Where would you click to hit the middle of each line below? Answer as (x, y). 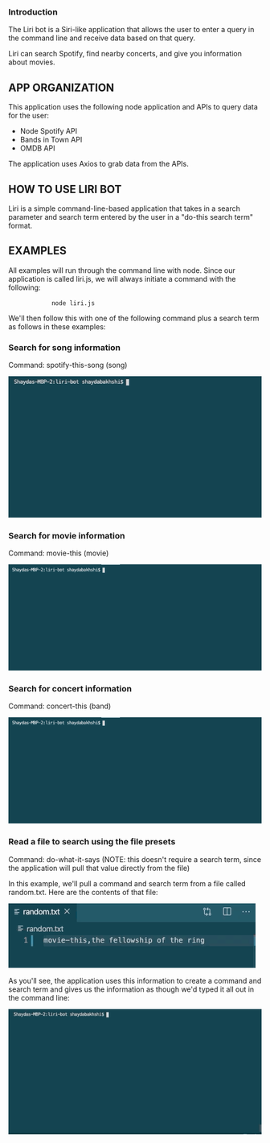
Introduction (33, 12)
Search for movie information (67, 535)
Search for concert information (70, 688)
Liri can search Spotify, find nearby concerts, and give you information (125, 54)
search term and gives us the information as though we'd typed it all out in (131, 989)
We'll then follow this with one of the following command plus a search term (134, 318)
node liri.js (73, 303)
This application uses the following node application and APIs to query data (133, 107)
